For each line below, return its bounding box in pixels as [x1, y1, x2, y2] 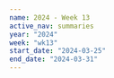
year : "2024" [9, 30, 58, 39]
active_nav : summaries [9, 22, 94, 30]
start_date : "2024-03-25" [9, 47, 106, 56]
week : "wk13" [9, 38, 58, 48]
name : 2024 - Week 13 [9, 13, 91, 22]
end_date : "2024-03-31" [9, 55, 99, 64]
